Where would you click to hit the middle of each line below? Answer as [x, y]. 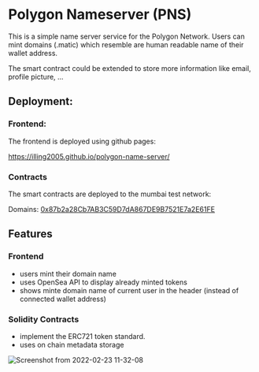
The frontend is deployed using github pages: [82, 141]
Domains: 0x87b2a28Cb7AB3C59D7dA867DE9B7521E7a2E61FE [111, 209]
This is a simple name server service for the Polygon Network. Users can [127, 36]
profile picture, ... [36, 76]
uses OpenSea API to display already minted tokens [103, 282]
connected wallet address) [63, 299]
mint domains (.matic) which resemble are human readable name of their [126, 44]
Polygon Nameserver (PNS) [100, 15]
